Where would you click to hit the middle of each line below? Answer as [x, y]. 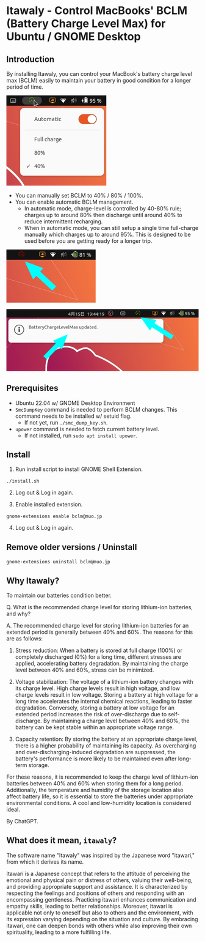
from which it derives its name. [45, 862]
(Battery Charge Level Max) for [86, 24]
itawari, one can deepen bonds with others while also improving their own [99, 925]
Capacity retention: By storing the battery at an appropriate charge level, [106, 739]
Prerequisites [32, 388]
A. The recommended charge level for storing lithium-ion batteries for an [98, 626]
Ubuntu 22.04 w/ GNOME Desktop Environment [75, 403]
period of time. [25, 87]
